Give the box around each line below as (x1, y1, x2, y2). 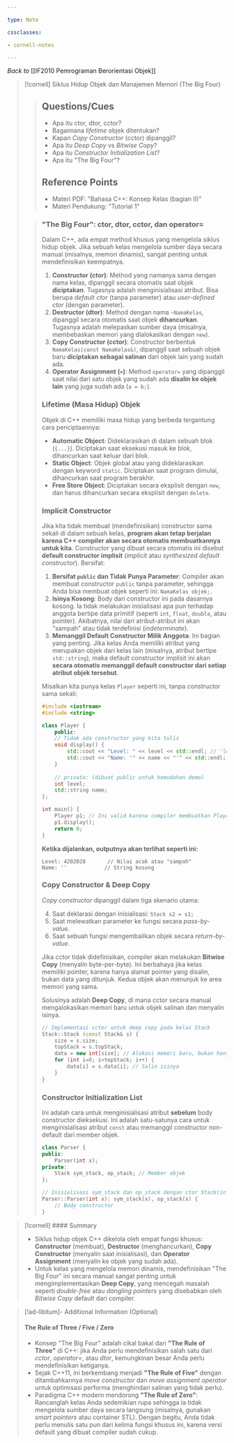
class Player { (41, 722, 86, 729)
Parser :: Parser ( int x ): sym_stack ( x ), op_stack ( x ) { (41, 1195, 198, 1203)
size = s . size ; (54, 1037, 99, 1044)
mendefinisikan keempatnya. (41, 257, 125, 266)
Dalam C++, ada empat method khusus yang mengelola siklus (41, 235, 220, 244)
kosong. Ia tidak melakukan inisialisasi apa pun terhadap (52, 601, 214, 610)
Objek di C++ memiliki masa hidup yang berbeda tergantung (41, 416, 215, 424)
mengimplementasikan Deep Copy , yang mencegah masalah (34, 1279, 210, 1287)
